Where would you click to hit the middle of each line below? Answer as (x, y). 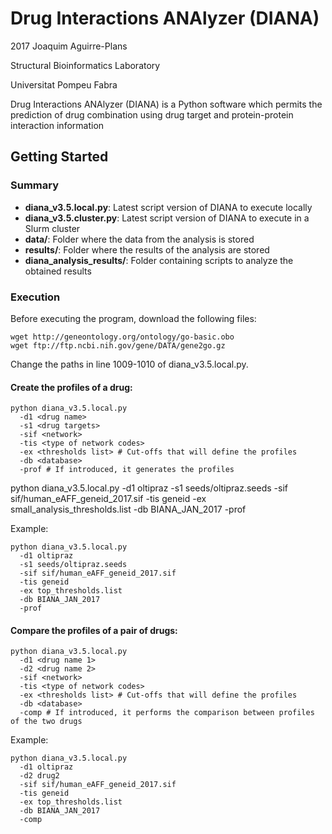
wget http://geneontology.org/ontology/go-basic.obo (122, 337)
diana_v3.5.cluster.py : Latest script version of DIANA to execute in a (167, 218)
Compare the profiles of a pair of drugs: (94, 630)
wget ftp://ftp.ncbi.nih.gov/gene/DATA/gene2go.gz (118, 345)
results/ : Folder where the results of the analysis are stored (147, 249)
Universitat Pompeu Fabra (64, 84)
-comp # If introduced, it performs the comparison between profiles (167, 713)
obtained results (58, 271)
